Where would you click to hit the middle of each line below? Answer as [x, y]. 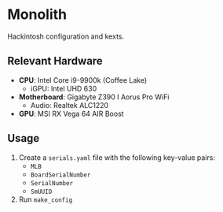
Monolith [37, 15]
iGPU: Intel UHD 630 [64, 88]
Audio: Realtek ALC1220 [69, 105]
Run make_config [46, 199]
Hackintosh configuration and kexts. [66, 36]
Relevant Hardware [55, 61]
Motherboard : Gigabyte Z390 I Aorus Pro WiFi [94, 97]
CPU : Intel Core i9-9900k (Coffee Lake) [82, 80]
